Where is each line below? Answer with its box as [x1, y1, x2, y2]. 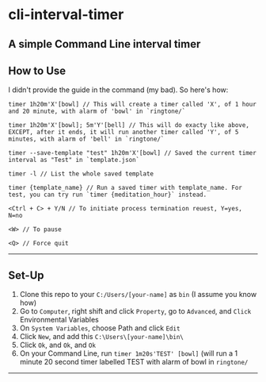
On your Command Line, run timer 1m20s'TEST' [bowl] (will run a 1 [19, 349, 238, 358]
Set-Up [8, 268, 45, 282]
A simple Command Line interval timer [8, 37, 201, 51]
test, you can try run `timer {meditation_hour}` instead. [8, 191, 207, 199]
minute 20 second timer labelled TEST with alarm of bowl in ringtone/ [19, 357, 249, 367]
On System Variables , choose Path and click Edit [19, 323, 180, 333]
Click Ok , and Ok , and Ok [19, 340, 97, 350]
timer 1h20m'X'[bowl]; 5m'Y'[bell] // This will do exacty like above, [8, 122, 249, 129]
